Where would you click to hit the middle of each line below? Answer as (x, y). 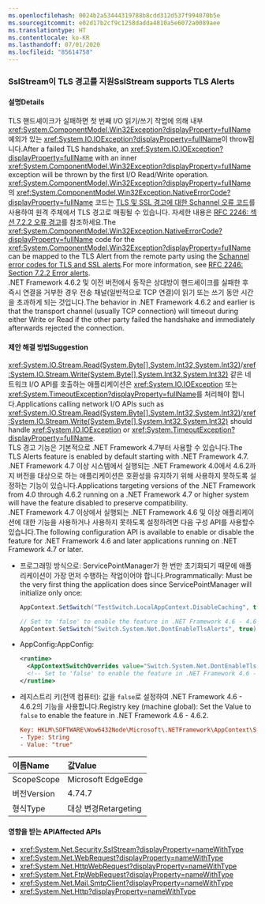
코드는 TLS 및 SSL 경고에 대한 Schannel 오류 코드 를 (175, 202)
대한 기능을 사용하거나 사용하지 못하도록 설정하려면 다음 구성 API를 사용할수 (138, 522)
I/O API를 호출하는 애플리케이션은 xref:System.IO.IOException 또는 (133, 384)
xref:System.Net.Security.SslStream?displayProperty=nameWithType (132, 849)
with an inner (116, 158)
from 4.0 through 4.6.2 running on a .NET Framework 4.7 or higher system (129, 494)
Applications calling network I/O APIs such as (90, 404)
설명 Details (26, 102)
